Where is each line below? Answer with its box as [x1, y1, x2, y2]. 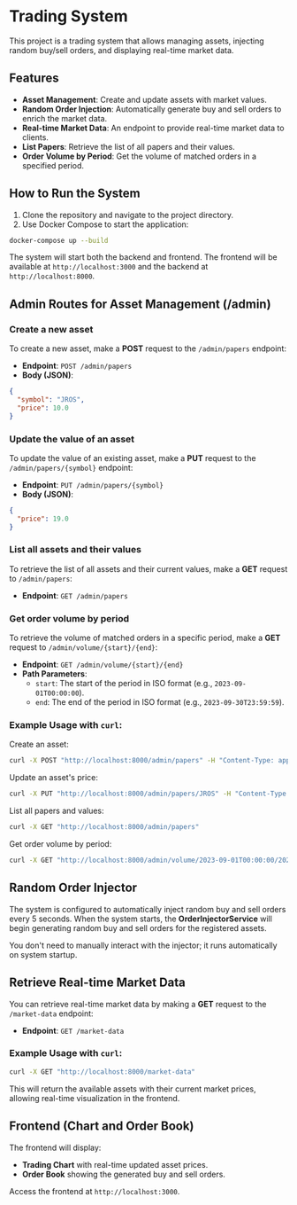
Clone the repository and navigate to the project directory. [21, 209, 234, 220]
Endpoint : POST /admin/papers [21, 361, 133, 372]
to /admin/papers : [9, 573, 72, 583]
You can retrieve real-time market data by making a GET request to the [9, 998, 267, 1009]
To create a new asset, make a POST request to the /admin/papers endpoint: [9, 343, 287, 354]
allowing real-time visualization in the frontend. [9, 1092, 180, 1103]
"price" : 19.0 [17, 514, 69, 523]
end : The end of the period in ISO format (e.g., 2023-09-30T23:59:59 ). [34, 697, 285, 708]
